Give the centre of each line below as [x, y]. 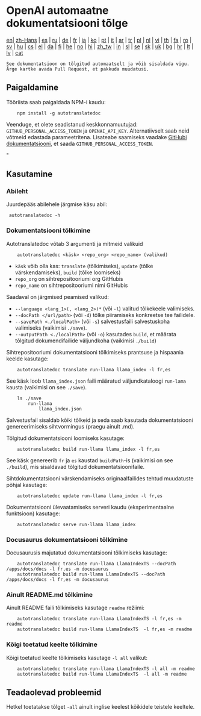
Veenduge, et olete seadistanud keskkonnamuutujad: [72, 124]
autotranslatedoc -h [35, 215]
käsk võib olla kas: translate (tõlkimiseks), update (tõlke [84, 266]
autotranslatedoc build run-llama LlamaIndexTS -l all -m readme [102, 674]
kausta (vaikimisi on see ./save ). [47, 387]
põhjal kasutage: [27, 485]
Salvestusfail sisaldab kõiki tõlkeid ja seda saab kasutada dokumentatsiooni [100, 420]
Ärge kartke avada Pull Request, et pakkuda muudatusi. [78, 69]
